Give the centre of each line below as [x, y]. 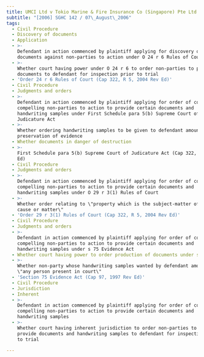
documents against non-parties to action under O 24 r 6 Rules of [103, 57]
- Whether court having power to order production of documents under [103, 255]
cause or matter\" [40, 209]
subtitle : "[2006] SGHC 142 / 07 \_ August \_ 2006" [69, 18]
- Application [29, 40]
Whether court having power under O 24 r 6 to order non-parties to [106, 68]
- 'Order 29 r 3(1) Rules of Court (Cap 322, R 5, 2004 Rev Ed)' [96, 215]
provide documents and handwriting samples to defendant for [96, 334]
